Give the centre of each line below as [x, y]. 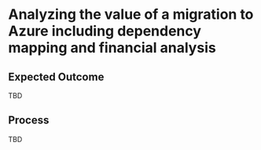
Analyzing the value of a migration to [131, 15]
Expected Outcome [56, 77]
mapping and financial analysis [112, 48]
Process [29, 121]
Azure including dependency [105, 31]
